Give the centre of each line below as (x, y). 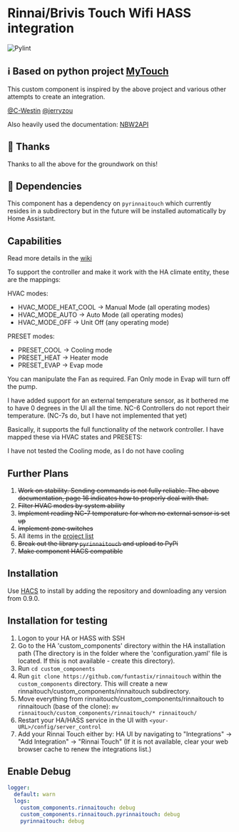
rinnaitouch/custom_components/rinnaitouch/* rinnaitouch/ (107, 713)
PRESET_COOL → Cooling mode (65, 350)
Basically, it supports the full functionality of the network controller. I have (116, 430)
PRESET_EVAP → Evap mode (60, 365)
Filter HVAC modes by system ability (71, 506)
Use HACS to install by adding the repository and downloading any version (117, 591)
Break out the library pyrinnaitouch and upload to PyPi (98, 543)
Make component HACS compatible (70, 551)
